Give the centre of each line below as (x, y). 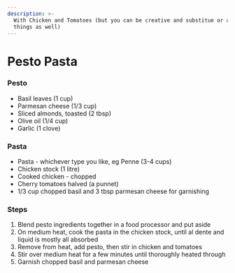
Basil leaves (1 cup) (45, 98)
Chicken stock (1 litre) (49, 169)
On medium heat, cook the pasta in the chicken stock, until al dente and (121, 232)
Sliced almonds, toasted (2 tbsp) (64, 113)
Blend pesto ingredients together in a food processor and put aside (114, 225)
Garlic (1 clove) (39, 128)
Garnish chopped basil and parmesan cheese (83, 262)
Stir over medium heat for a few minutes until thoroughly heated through (121, 254)
